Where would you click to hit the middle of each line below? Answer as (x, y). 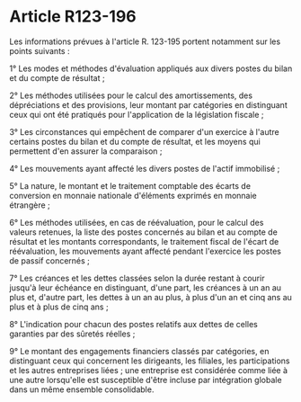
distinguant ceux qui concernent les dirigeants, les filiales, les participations (150, 361)
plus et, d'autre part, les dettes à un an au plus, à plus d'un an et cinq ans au (150, 297)
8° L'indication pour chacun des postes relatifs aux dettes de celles (133, 324)
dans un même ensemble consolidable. (82, 389)
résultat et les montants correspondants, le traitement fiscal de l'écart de (144, 241)
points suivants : (40, 50)
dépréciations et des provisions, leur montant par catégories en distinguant (148, 104)
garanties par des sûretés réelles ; (72, 334)
